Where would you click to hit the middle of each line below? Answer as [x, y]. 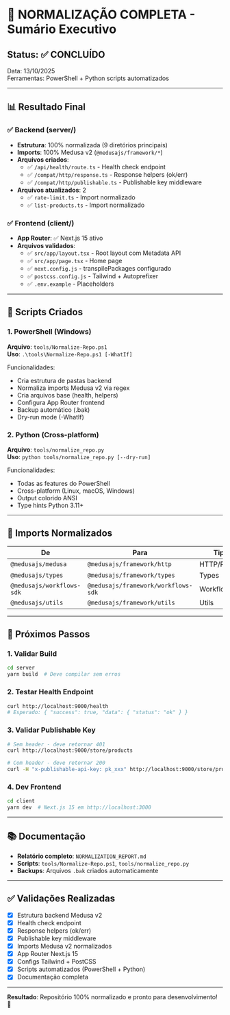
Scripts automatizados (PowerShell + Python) [81, 969]
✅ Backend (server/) [42, 130]
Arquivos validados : [46, 245]
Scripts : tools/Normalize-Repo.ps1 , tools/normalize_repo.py [103, 863]
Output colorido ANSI [47, 498]
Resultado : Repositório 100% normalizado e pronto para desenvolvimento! [112, 997]
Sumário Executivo [62, 29]
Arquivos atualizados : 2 [52, 190]
